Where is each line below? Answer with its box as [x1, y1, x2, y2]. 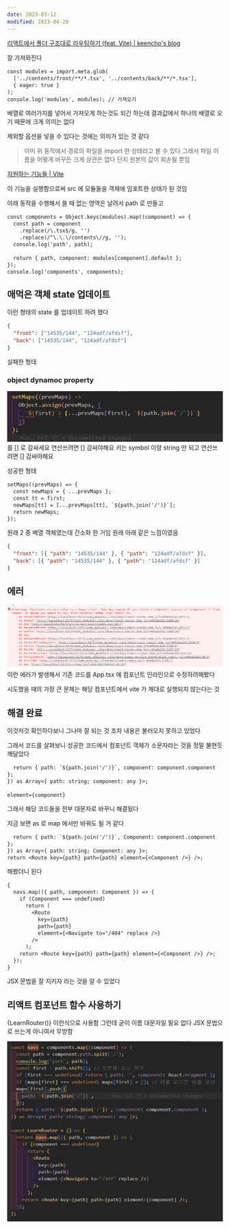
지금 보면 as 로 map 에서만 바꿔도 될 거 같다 [7, 819, 125, 828]
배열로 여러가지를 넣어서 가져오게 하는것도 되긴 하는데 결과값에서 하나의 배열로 [7, 108, 216, 117]
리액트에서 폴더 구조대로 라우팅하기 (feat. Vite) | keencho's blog [7, 38, 181, 47]
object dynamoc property [7, 375, 94, 384]
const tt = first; [13, 495, 66, 502]
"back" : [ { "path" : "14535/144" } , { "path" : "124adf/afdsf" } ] [13, 558, 201, 565]
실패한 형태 [7, 358, 37, 366]
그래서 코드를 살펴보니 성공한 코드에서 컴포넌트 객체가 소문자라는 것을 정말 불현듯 [7, 741, 223, 749]
